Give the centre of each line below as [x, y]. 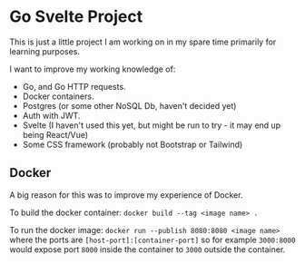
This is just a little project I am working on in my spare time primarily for [143, 42]
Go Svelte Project [76, 17]
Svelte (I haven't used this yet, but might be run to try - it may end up [152, 125]
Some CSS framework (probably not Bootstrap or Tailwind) [133, 144]
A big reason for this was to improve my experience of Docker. [126, 195]
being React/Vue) [55, 134]
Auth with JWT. [51, 115]
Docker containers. [58, 96]
